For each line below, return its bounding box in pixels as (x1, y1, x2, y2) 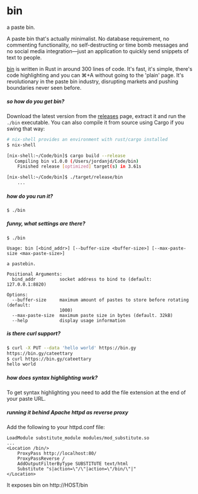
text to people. (6, 54, 42, 61)
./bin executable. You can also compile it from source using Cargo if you (6, 119, 184, 126)
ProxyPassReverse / (17, 456, 65, 462)
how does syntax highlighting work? (6, 374, 98, 381)
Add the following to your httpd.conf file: (6, 424, 105, 431)
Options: (6, 292, 28, 297)
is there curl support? (6, 330, 61, 337)
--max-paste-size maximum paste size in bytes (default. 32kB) (12, 312, 173, 318)
